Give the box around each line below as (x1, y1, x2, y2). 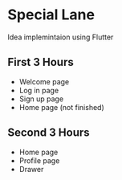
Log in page (18, 85, 59, 95)
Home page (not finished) (18, 102, 105, 112)
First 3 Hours (7, 55, 74, 69)
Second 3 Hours (7, 126, 90, 140)
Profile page (18, 155, 60, 166)
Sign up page (18, 94, 64, 104)
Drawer (18, 164, 44, 174)
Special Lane (7, 6, 96, 24)
